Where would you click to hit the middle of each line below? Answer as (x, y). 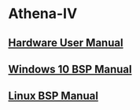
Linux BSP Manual (53, 96)
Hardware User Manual (66, 43)
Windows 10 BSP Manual (70, 69)
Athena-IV (43, 14)
